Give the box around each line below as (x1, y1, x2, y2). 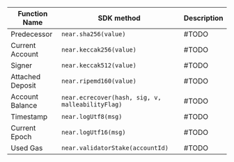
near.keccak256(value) (61, 46, 137, 54)
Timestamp (10, 112, 48, 121)
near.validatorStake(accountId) (61, 144, 169, 152)
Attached (10, 72, 40, 81)
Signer (10, 60, 33, 70)
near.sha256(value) (61, 31, 126, 38)
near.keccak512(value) (61, 62, 137, 69)
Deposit (10, 81, 36, 90)
